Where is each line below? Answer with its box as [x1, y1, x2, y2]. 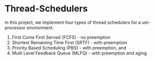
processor [4, 24, 26, 30]
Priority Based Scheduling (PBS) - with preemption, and [11, 45, 127, 51]
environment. [26, 24, 54, 30]
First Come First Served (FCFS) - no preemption [11, 34, 111, 40]
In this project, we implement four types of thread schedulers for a [4, 19, 141, 25]
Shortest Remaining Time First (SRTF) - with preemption [11, 39, 128, 45]
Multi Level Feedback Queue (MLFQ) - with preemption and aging [11, 50, 147, 56]
